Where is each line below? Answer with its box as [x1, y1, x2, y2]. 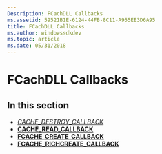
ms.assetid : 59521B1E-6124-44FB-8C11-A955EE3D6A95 [7, 17, 156, 23]
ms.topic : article [7, 36, 60, 43]
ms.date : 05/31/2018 [7, 42, 67, 49]
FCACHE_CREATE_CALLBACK [17, 133, 105, 140]
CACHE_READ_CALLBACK [17, 125, 94, 133]
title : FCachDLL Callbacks [7, 23, 85, 30]
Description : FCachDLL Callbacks [7, 10, 103, 17]
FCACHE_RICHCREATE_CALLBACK [17, 139, 119, 148]
